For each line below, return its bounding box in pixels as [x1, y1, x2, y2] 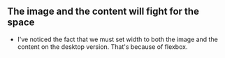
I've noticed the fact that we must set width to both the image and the [17, 35, 218, 43]
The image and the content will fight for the [7, 6, 199, 17]
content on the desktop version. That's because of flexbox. [17, 42, 188, 51]
